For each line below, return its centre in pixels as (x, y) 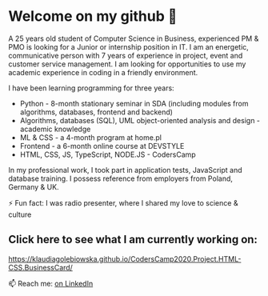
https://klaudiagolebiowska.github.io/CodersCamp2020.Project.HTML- (125, 258)
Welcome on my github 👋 (93, 16)
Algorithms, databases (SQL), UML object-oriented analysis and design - (140, 120)
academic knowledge (55, 129)
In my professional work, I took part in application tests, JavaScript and (125, 170)
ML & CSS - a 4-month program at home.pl (91, 137)
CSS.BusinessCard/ (41, 267)
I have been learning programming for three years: (91, 88)
